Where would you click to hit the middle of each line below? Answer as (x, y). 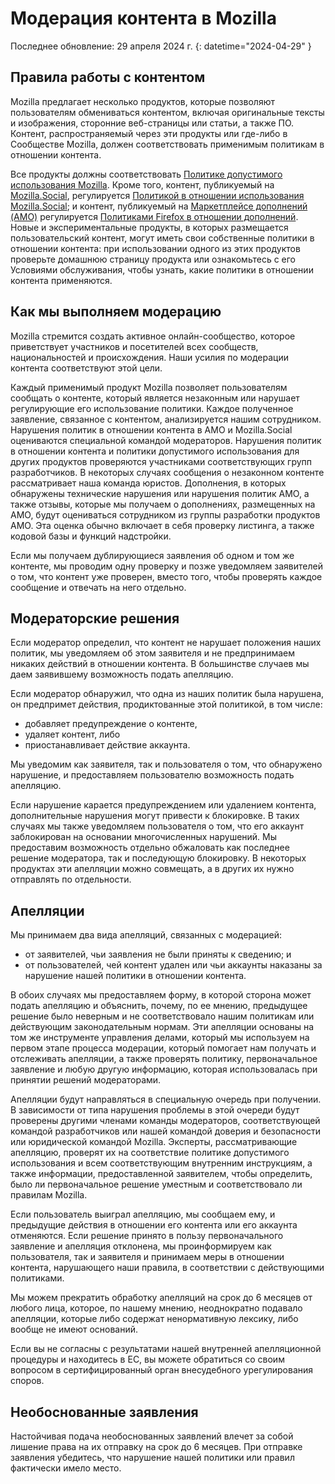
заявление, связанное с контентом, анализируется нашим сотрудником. (166, 419)
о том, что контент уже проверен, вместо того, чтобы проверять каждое (166, 576)
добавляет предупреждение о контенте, (111, 724)
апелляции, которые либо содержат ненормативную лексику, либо (154, 1319)
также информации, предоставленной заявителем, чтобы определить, (161, 1174)
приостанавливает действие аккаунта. (107, 745)
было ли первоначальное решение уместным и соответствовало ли (156, 1184)
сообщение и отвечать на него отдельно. (98, 587)
